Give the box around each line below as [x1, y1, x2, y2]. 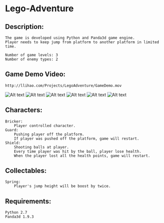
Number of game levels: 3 [5, 52, 58, 57]
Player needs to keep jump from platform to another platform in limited [5, 40, 160, 45]
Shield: [5, 140, 21, 145]
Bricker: [5, 119, 23, 124]
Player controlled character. [14, 123, 76, 128]
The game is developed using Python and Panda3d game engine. [5, 35, 135, 40]
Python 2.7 [5, 210, 27, 215]
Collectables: [5, 167, 47, 175]
